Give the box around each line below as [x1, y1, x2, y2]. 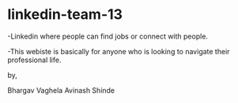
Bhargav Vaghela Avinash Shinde [7, 85, 115, 95]
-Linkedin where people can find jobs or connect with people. [7, 31, 209, 41]
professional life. [7, 55, 62, 64]
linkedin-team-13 [7, 6, 123, 24]
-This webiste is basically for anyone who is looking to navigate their [7, 46, 230, 56]
